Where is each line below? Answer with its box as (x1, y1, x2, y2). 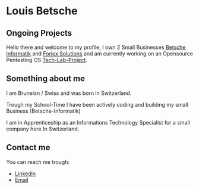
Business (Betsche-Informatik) (6, 107, 81, 114)
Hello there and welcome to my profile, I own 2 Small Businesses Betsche (6, 44, 186, 51)
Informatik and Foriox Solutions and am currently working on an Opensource (6, 50, 194, 57)
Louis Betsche (6, 4, 78, 18)
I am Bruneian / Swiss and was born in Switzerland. (6, 89, 132, 97)
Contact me (6, 142, 50, 153)
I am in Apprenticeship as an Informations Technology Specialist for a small (6, 119, 190, 126)
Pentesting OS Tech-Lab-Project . (6, 57, 87, 63)
